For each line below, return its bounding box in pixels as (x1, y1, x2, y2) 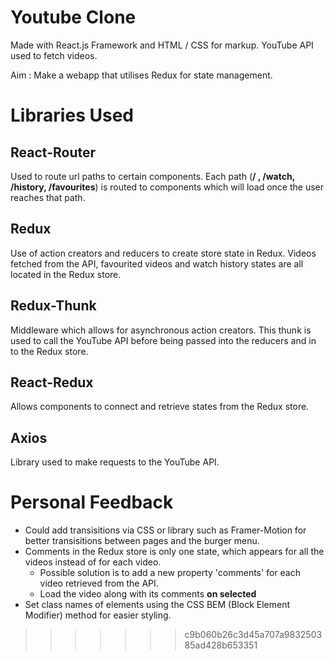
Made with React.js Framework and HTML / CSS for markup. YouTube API (10, 39, 314, 51)
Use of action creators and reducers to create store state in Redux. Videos (10, 247, 317, 259)
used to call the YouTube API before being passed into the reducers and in (10, 334, 317, 346)
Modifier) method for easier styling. (24, 609, 172, 621)
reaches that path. (10, 191, 86, 203)
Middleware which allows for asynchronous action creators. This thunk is (10, 324, 312, 336)
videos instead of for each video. (24, 556, 162, 568)
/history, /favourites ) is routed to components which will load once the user (10, 181, 325, 193)
